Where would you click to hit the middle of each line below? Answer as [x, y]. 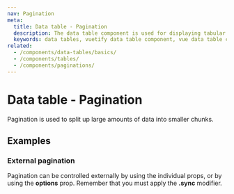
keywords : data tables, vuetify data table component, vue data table [118, 40]
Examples [29, 141]
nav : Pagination [31, 14]
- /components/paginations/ [54, 65]
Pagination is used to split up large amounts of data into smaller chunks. [110, 119]
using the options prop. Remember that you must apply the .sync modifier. [115, 183]
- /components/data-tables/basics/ [65, 53]
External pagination [41, 161]
